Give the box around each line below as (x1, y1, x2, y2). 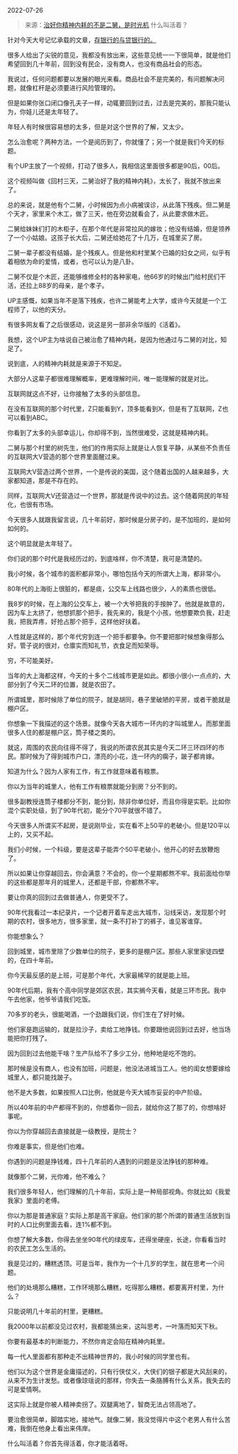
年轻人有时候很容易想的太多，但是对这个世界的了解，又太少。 (7, 123, 188, 131)
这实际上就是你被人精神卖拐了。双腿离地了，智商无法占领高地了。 (7, 1400, 200, 1409)
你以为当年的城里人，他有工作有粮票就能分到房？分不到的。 (7, 782, 181, 790)
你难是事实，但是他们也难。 (7, 1142, 89, 1150)
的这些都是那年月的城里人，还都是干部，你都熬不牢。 (7, 878, 163, 886)
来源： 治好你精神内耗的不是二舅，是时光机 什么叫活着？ (24, 21, 188, 29)
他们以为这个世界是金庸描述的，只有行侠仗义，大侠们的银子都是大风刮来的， (7, 1367, 231, 1375)
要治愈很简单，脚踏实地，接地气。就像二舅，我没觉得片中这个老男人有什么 (7, 1415, 225, 1424)
